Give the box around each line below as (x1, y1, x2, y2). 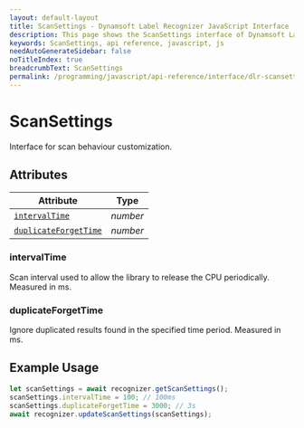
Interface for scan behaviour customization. (9, 141, 173, 152)
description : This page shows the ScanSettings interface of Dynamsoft (9, 30, 285, 39)
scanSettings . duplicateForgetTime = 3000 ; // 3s (9, 401, 196, 410)
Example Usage (9, 360, 100, 376)
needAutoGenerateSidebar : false (9, 47, 131, 56)
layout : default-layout (9, 13, 100, 23)
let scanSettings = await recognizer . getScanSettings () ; (9, 384, 229, 394)
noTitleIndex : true (9, 55, 83, 64)
